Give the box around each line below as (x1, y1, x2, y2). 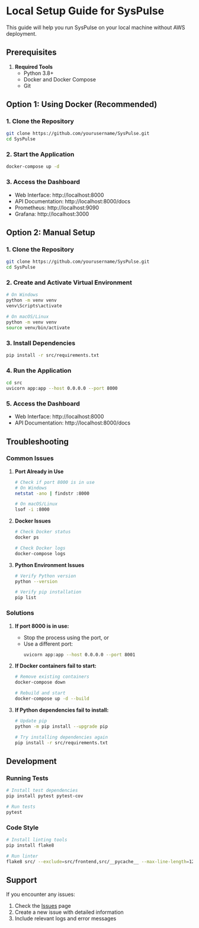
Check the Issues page (14, 902, 71, 910)
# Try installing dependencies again (14, 734, 108, 740)
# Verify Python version (14, 572, 76, 579)
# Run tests (6, 804, 36, 810)
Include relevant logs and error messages (14, 915, 117, 922)
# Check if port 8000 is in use (14, 479, 95, 485)
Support (6, 875, 37, 885)
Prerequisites (6, 48, 57, 58)
